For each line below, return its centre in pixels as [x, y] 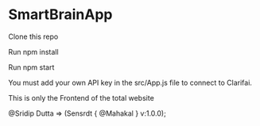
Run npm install [33, 52]
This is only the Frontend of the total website [81, 97]
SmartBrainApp [60, 15]
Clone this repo [33, 36]
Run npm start [31, 67]
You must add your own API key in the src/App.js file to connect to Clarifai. [130, 82]
